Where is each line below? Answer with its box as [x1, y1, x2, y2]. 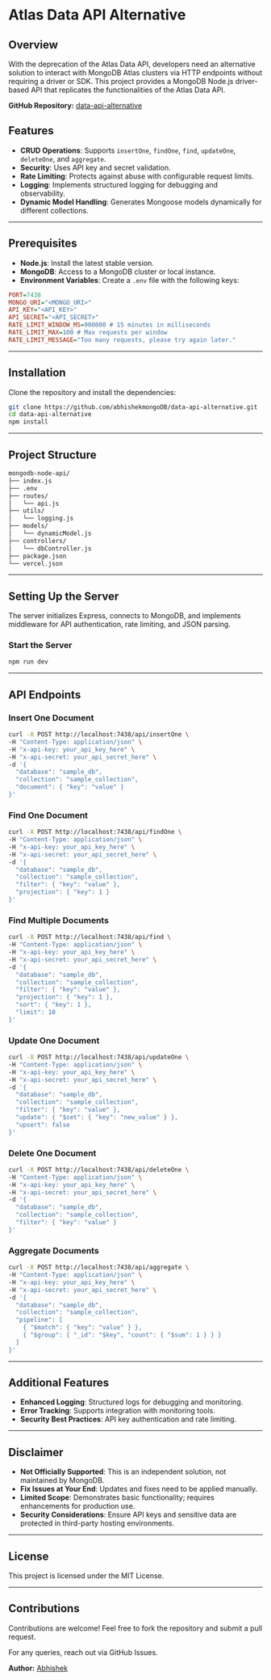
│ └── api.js [8, 499, 60, 507]
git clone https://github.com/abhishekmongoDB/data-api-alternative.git [8, 402, 258, 411]
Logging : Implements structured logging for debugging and [19, 179, 219, 189]
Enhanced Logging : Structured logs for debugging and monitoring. [19, 1397, 244, 1407]
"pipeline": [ [15, 1316, 63, 1324]
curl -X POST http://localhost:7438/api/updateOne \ [8, 1053, 190, 1062]
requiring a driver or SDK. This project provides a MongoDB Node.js [8, 77, 234, 86]
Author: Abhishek [8, 1663, 69, 1673]
